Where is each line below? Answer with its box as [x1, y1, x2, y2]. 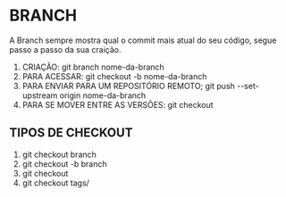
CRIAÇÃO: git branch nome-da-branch [21, 62, 165, 72]
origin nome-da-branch [59, 90, 147, 101]
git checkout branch [21, 149, 97, 160]
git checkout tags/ [21, 177, 89, 188]
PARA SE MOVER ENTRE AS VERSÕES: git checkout [21, 99, 214, 110]
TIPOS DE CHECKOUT [9, 126, 133, 141]
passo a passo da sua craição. [9, 44, 122, 54]
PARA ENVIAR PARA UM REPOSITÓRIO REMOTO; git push [21, 80, 235, 91]
